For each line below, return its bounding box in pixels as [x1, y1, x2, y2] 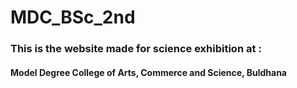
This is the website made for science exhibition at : [10, 42, 262, 56]
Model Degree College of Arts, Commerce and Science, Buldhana [10, 66, 287, 78]
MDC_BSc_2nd [10, 6, 136, 29]
